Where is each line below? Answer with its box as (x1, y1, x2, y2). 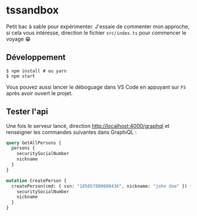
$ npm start (6, 73, 35, 79)
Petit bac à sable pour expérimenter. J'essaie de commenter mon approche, (6, 23, 190, 30)
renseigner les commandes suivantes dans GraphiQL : (6, 129, 137, 136)
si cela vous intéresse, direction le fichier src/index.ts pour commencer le (6, 29, 186, 36)
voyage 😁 (6, 35, 31, 42)
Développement (6, 52, 66, 62)
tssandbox (6, 4, 59, 17)
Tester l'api (6, 107, 49, 117)
